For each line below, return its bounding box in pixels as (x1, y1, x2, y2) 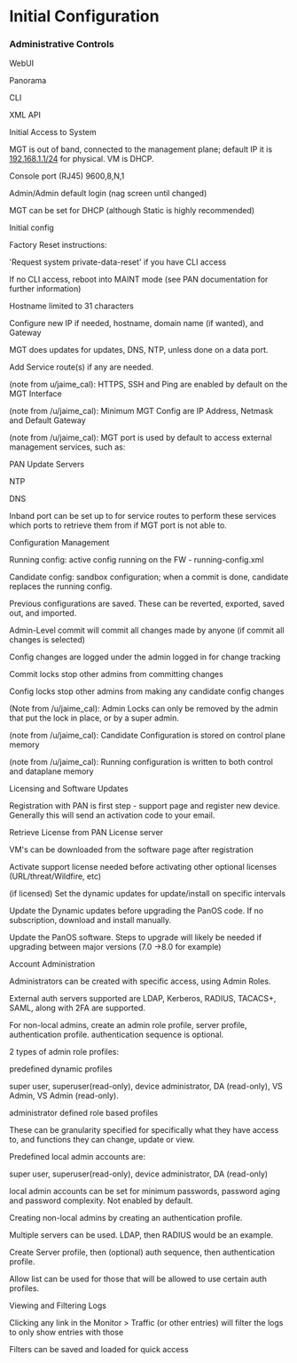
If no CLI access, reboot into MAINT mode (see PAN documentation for (9, 274, 269, 285)
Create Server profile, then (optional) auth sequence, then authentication (9, 1247, 275, 1258)
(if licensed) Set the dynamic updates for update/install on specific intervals (9, 889, 286, 899)
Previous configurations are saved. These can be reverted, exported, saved (9, 598, 285, 610)
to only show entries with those (9, 1327, 124, 1338)
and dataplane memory (9, 766, 95, 777)
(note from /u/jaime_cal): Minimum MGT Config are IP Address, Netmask (9, 406, 273, 417)
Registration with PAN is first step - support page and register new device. (9, 801, 281, 811)
